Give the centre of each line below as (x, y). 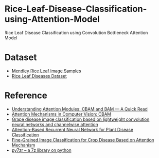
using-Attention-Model (52, 19)
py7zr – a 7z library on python (41, 150)
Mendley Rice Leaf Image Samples (46, 71)
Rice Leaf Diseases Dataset (39, 76)
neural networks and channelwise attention (55, 124)
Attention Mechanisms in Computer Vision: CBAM (61, 114)
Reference (26, 96)
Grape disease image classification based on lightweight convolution (80, 119)
